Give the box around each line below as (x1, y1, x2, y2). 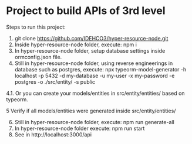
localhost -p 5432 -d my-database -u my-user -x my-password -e (14, 72, 175, 79)
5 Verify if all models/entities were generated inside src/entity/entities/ (6, 107, 176, 114)
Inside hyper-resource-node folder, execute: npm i (14, 41, 137, 48)
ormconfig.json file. (14, 53, 62, 60)
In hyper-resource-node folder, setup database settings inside (14, 47, 166, 54)
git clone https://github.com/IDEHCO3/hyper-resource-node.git (14, 35, 169, 42)
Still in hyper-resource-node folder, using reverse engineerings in (14, 60, 173, 67)
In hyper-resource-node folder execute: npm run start (14, 125, 145, 132)
